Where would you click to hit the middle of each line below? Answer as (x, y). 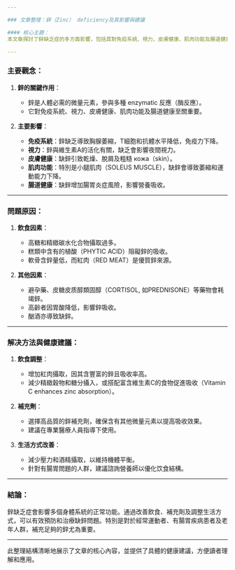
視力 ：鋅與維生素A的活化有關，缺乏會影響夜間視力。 (104, 150)
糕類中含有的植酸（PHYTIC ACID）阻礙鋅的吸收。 (99, 251)
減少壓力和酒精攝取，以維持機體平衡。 (83, 460)
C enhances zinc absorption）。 (73, 391)
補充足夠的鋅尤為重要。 (65, 529)
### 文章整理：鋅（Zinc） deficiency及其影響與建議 (76, 20)
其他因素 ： (33, 274)
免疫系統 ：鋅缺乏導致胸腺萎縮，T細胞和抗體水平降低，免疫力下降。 (125, 141)
